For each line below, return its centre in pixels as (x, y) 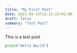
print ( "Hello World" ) (27, 46)
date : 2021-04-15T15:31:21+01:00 (39, 14)
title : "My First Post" (29, 9)
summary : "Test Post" (27, 23)
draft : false (18, 18)
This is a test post (23, 37)
